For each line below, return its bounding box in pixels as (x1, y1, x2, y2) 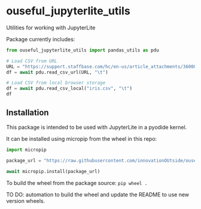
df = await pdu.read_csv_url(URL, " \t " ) (6, 69, 109, 75)
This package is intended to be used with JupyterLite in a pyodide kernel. (6, 123, 187, 131)
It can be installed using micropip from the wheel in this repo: (6, 135, 157, 142)
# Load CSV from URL (6, 58, 58, 64)
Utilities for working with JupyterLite (6, 24, 96, 31)
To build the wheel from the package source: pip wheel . (6, 179, 148, 186)
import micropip (6, 147, 47, 153)
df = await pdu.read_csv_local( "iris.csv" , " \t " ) (6, 86, 133, 92)
